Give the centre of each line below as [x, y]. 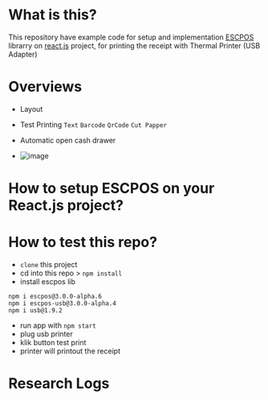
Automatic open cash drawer [68, 140]
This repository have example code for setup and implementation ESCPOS [131, 37]
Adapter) [23, 54]
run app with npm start [58, 325]
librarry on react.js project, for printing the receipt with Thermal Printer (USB [134, 45]
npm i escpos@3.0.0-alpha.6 [55, 296]
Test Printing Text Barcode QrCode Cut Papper [93, 124]
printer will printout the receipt [70, 351]
